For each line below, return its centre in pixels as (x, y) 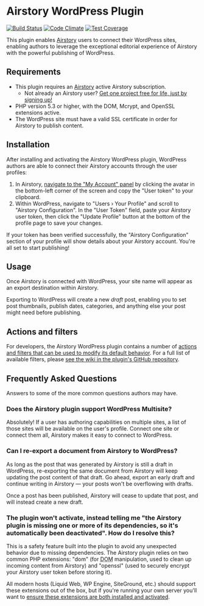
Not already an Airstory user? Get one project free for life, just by (106, 93)
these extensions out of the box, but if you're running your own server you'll (102, 590)
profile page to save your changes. (59, 223)
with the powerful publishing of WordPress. (61, 52)
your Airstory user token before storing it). (59, 572)
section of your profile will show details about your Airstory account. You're (101, 241)
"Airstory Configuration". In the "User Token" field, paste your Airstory (103, 210)
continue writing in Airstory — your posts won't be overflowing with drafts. (100, 484)
